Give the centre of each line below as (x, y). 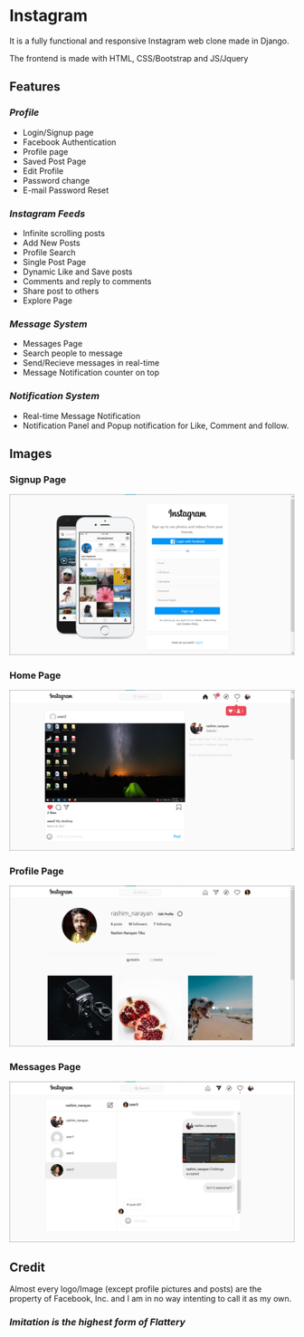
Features (35, 87)
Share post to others (61, 291)
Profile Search (49, 252)
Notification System (54, 396)
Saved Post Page (54, 161)
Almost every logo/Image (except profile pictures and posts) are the (136, 1289)
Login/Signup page (58, 132)
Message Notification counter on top (91, 373)
